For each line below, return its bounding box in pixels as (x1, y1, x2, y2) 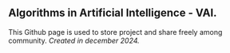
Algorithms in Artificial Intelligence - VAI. (8, 6, 217, 20)
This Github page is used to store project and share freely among (8, 27, 223, 36)
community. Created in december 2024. (8, 36, 140, 45)
